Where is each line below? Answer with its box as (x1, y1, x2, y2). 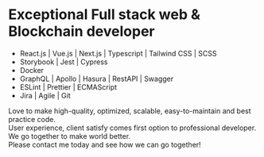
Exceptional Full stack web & (8, 6, 201, 24)
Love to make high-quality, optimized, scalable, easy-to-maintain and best (8, 105, 252, 116)
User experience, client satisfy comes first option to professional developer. (8, 123, 257, 132)
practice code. (8, 114, 56, 124)
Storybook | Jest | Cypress (19, 57, 108, 67)
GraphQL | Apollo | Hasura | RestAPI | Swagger (19, 74, 174, 83)
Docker (19, 65, 45, 75)
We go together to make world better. (8, 131, 131, 140)
